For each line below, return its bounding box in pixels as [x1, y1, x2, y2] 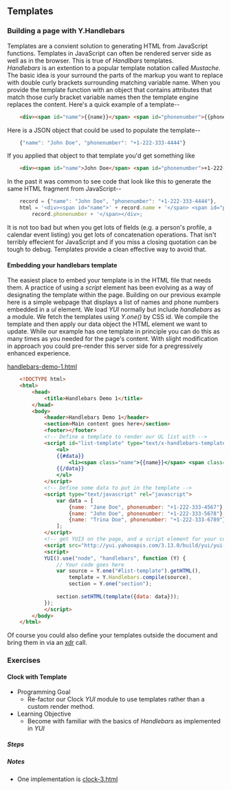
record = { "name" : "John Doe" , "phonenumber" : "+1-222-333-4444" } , [19, 198, 217, 205]
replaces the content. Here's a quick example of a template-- [7, 100, 180, 109]
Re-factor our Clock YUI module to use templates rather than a [27, 695, 205, 703]
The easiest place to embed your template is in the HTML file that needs [7, 276, 212, 285]
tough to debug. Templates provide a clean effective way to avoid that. [7, 245, 208, 253]
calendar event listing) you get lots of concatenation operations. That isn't [7, 230, 217, 239]
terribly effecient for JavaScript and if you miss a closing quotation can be [7, 237, 217, 246]
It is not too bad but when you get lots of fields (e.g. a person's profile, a [7, 223, 212, 231]
